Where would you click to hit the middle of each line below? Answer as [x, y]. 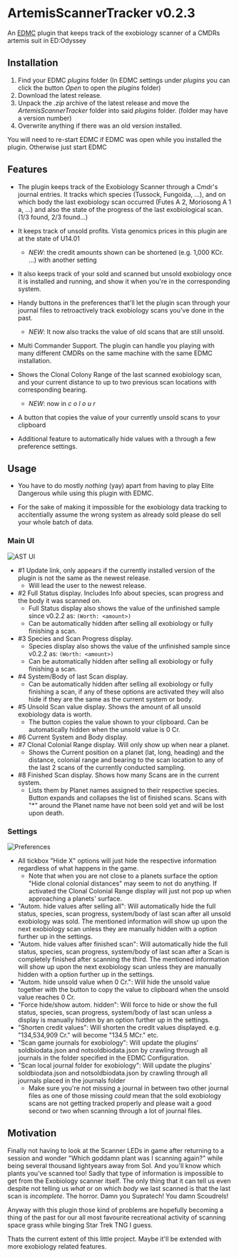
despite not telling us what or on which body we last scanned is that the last [119, 1188]
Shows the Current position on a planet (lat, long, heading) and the [126, 752]
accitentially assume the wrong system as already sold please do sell [119, 514]
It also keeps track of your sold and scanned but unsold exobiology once [124, 273]
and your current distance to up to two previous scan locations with [117, 382]
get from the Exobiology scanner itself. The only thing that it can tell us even [119, 1181]
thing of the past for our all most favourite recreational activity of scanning [117, 1217]
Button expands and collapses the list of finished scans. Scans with [127, 798]
